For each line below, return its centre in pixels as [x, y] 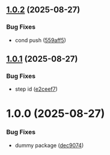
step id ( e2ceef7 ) [36, 89]
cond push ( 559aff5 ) [40, 40]
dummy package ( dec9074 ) [49, 145]
